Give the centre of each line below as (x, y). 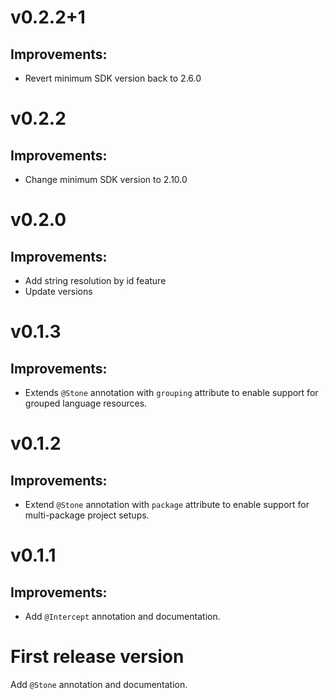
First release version (97, 657)
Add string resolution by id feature (95, 280)
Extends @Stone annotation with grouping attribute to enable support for (171, 392)
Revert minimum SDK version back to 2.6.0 (113, 78)
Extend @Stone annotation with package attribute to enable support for (167, 504)
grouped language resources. (86, 403)
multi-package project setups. (87, 515)
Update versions (58, 291)
